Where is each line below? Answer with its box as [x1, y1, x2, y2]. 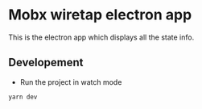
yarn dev [8, 93, 38, 101]
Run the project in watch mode [19, 77, 122, 86]
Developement [8, 56, 84, 69]
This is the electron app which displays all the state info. [8, 32, 195, 42]
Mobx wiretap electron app [8, 6, 192, 24]
